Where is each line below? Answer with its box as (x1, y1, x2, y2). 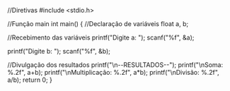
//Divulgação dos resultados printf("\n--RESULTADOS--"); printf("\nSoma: (7, 61, 224, 69)
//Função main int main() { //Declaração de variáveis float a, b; (7, 20, 189, 28)
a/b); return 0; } (7, 75, 53, 84)
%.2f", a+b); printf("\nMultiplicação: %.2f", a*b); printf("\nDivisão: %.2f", (7, 68, 219, 76)
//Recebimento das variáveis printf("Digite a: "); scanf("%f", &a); (7, 33, 195, 42)
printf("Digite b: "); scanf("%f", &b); (7, 47, 111, 55)
